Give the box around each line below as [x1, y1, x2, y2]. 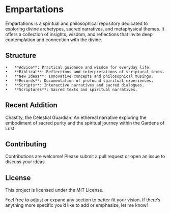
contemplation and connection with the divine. [5, 37, 103, 43]
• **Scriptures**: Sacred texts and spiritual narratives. [5, 87, 138, 92]
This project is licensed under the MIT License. [5, 187, 104, 193]
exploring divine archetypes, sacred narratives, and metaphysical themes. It [5, 25, 164, 32]
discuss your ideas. [5, 159, 46, 165]
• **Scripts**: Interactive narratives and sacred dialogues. [5, 82, 145, 87]
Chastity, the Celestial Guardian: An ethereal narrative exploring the [5, 114, 147, 120]
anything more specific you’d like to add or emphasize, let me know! [5, 202, 148, 208]
